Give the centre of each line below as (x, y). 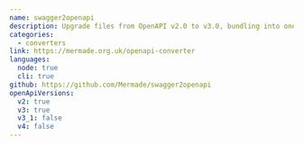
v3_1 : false (40, 118)
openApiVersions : (42, 93)
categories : (32, 34)
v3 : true (34, 110)
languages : (30, 59)
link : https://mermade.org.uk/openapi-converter (102, 51)
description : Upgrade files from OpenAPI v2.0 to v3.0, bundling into (145, 26)
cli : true (36, 77)
